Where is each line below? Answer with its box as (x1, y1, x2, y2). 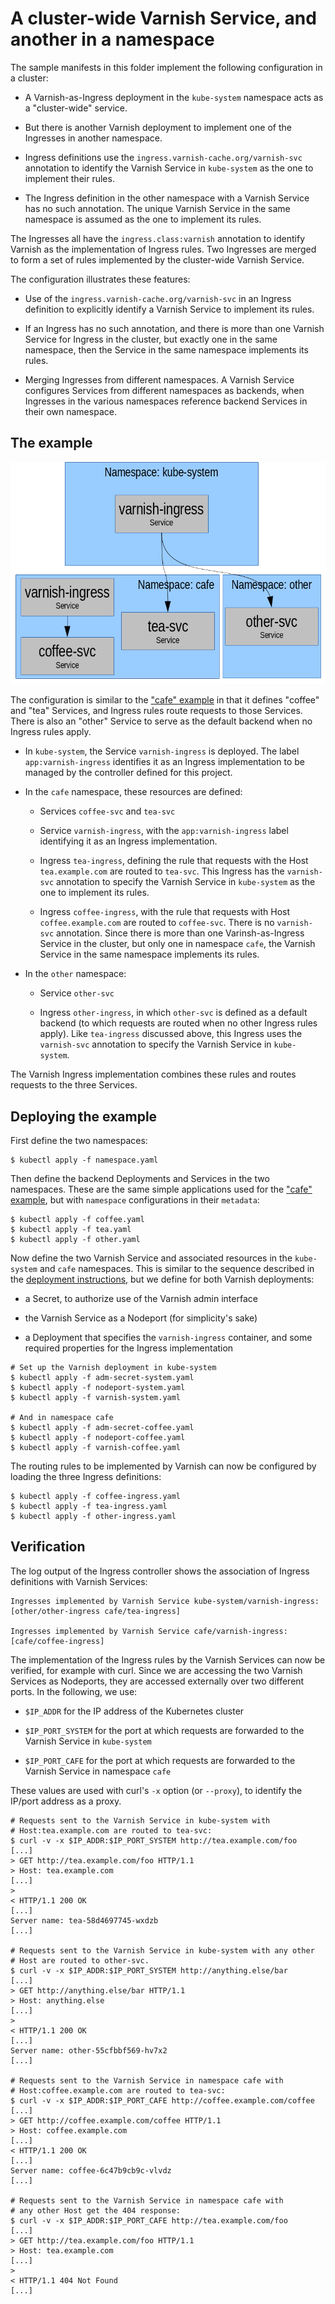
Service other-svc (39, 987, 115, 999)
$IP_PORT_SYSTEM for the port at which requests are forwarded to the (24, 1724, 305, 1736)
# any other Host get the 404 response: (10, 2205, 182, 2216)
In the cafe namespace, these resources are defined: (24, 786, 243, 798)
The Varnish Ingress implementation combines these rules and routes (10, 1068, 297, 1081)
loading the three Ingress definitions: (10, 1471, 162, 1483)
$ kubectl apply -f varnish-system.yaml (10, 1393, 182, 1403)
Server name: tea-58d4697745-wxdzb (10, 1915, 159, 1926)
